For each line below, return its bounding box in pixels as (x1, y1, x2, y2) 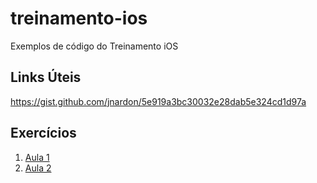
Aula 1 (24, 151, 50, 163)
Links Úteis (10, 69, 82, 86)
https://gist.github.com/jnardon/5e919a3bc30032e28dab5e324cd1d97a (10, 95, 307, 107)
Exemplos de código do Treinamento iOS (10, 40, 179, 52)
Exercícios (10, 125, 77, 142)
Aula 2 (24, 162, 52, 174)
